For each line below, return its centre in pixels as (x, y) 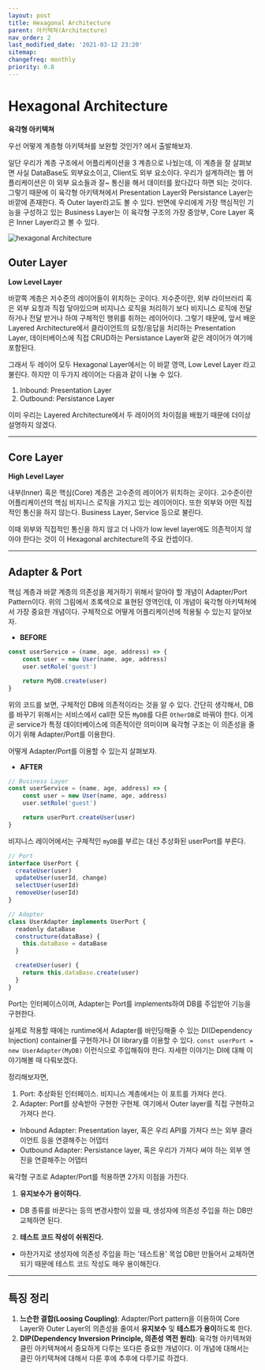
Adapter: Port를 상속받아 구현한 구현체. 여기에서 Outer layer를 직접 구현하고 (137, 1103)
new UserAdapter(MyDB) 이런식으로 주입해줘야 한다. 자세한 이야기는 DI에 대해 (127, 1050)
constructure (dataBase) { (58, 937)
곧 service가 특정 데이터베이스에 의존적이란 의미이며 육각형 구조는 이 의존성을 (127, 724)
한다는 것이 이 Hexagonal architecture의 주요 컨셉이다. (108, 539)
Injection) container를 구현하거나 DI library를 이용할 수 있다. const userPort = (131, 1040)
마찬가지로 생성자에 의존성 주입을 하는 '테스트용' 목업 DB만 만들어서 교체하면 (137, 1254)
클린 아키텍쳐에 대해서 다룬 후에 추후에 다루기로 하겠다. (104, 1358)
